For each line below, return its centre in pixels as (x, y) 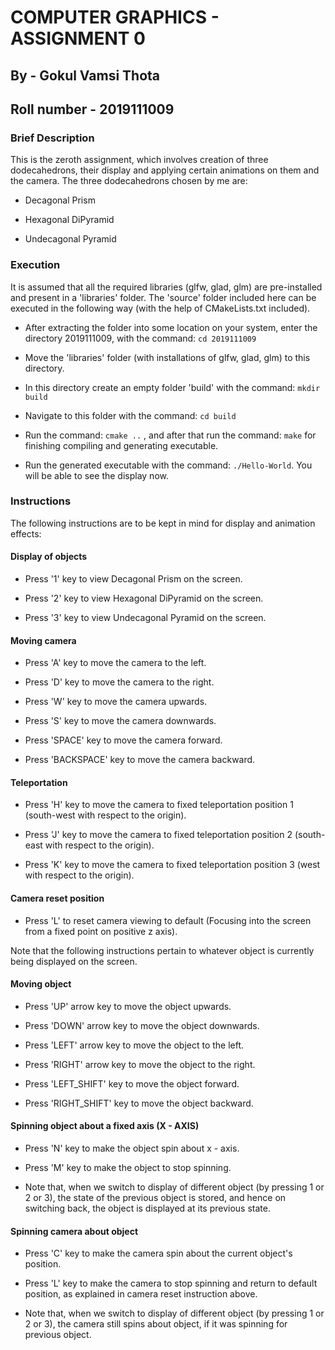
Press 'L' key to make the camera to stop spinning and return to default (171, 1283)
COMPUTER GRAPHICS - (115, 17)
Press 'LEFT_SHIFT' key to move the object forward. (132, 1083)
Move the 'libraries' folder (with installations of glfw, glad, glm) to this (167, 357)
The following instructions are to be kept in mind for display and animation (163, 523)
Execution (35, 265)
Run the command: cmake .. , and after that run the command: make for (170, 435)
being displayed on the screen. (74, 961)
